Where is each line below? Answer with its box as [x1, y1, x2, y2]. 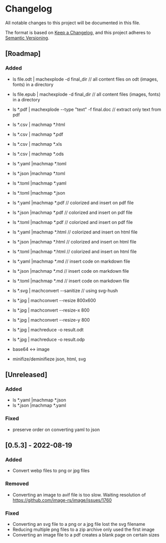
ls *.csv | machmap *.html [12, 122, 65, 128]
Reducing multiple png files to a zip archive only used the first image [12, 526, 155, 532]
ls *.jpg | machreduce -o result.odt [12, 326, 84, 333]
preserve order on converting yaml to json [12, 427, 100, 433]
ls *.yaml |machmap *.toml [12, 160, 67, 166]
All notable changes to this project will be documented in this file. [5, 20, 141, 26]
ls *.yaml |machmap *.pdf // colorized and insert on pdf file [12, 200, 134, 206]
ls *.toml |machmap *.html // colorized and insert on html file [12, 248, 137, 255]
